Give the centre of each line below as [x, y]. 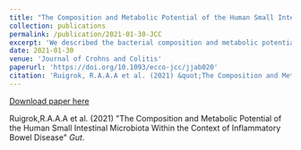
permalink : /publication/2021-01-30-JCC [86, 34]
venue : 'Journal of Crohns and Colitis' [86, 59]
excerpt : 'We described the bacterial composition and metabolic [133, 42]
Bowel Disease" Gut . [47, 137]
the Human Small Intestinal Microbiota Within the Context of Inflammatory [145, 128]
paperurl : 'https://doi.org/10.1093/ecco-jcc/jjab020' [114, 68]
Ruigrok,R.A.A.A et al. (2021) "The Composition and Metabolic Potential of [146, 118]
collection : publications [57, 26]
